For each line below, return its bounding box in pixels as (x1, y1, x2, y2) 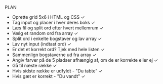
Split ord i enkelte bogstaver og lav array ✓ (12, 35, 102, 41)
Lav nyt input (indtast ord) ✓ (12, 41, 72, 47)
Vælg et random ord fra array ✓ (12, 30, 78, 36)
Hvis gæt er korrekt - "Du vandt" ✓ (12, 73, 86, 79)
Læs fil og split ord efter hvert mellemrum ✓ (12, 25, 104, 31)
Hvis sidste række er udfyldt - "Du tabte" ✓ (12, 68, 103, 74)
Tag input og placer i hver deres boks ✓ (12, 20, 96, 25)
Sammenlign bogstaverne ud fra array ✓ (12, 52, 97, 58)
